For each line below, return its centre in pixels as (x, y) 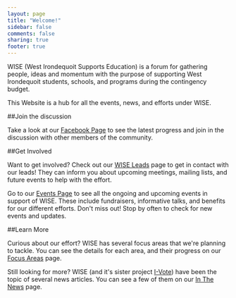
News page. (25, 287)
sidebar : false (30, 27)
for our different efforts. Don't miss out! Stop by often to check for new (110, 208)
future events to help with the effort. (60, 180)
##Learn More (28, 229)
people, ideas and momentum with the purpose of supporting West (105, 74)
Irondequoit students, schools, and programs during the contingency (107, 81)
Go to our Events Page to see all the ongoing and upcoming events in (107, 193)
